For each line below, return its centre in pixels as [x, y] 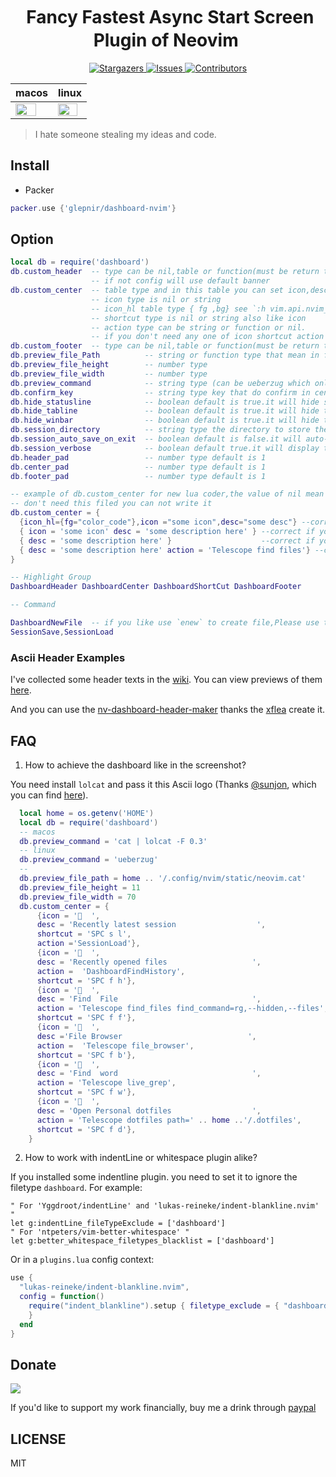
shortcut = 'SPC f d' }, [86, 1129]
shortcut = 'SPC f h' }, [86, 980]
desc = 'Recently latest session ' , [151, 925]
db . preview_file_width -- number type [109, 374]
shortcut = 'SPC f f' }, [86, 1018]
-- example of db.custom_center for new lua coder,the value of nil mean [167, 494]
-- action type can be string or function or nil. [198, 327]
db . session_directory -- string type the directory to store [160, 430]
